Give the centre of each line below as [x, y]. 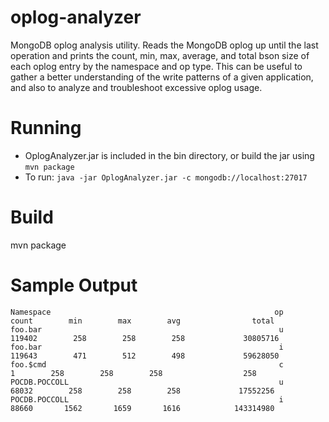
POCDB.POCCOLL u [147, 382]
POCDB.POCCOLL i [147, 399]
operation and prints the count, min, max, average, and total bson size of [160, 55]
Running [46, 128]
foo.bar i [147, 347]
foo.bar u [147, 329]
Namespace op [147, 312]
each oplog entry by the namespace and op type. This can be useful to [156, 66]
